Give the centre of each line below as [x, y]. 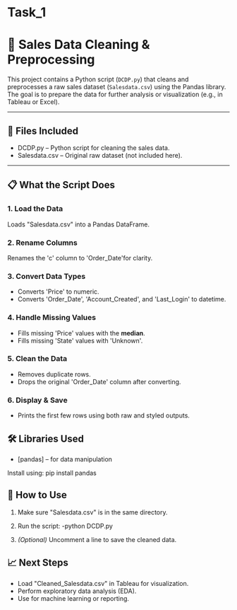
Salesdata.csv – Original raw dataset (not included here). [100, 155]
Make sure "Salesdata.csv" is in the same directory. [92, 512]
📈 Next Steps [38, 563]
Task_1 [27, 12]
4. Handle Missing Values [52, 318]
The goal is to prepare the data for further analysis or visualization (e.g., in [115, 94]
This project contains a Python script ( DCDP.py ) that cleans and [98, 79]
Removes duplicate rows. [54, 374]
